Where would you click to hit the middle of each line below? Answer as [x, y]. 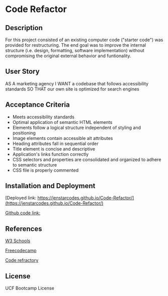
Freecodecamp [21, 251]
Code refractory [22, 260]
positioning [24, 133]
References [24, 229]
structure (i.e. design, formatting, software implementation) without [75, 50]
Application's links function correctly [51, 154]
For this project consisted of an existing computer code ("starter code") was [84, 40]
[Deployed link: [21, 198]
